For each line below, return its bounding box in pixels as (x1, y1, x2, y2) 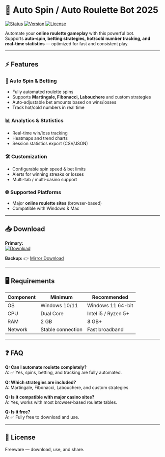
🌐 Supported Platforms (5, 189, 61, 196)
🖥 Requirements (5, 277, 55, 285)
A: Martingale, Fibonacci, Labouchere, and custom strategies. (5, 384, 130, 391)
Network (7, 326, 28, 333)
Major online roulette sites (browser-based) (12, 200, 102, 206)
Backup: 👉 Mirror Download (5, 256, 64, 261)
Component (7, 294, 36, 301)
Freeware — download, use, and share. (5, 446, 84, 452)
